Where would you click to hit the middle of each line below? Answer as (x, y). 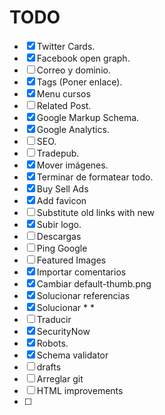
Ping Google (62, 248)
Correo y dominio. (73, 70)
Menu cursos (63, 93)
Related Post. (64, 105)
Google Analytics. (73, 129)
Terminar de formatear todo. (95, 177)
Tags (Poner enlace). (79, 82)
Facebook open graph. (83, 58)
